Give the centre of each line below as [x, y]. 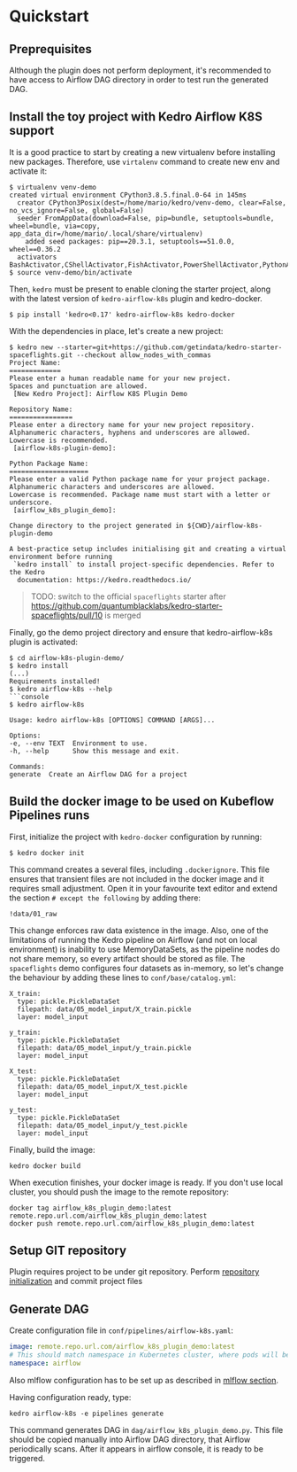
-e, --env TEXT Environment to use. [79, 743]
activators [37, 257]
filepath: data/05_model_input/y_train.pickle [104, 1048]
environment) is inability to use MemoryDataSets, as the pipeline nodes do [145, 949]
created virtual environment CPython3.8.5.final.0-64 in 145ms [128, 195]
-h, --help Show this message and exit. [94, 751]
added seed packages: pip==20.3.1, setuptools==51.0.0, [130, 241]
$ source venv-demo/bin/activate [71, 272]
